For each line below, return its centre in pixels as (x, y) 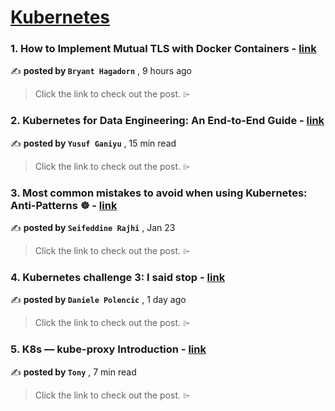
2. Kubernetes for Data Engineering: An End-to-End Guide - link (167, 121)
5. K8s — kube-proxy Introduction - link (108, 349)
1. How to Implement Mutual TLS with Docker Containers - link (163, 49)
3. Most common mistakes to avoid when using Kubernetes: (159, 193)
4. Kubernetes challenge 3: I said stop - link (118, 277)
